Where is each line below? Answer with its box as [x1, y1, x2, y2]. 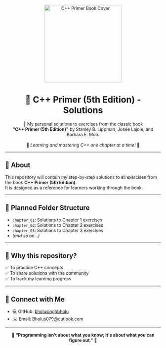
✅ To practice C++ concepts [5, 265, 63, 271]
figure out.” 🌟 [69, 337, 97, 344]
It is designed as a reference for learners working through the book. [5, 185, 143, 191]
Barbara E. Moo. [66, 131, 100, 137]
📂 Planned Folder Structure [5, 203, 90, 212]
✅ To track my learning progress [5, 276, 72, 282]
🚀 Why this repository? [5, 251, 77, 260]
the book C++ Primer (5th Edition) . [5, 179, 77, 185]
